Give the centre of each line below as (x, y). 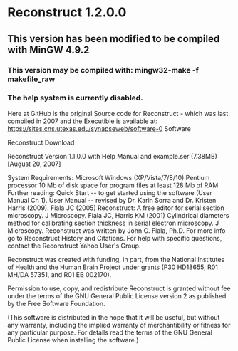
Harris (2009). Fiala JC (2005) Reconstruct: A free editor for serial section (116, 208)
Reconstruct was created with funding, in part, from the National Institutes (116, 259)
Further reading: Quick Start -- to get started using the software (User (110, 192)
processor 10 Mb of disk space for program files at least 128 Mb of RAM (113, 185)
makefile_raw (31, 79)
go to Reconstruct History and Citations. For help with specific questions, (115, 238)
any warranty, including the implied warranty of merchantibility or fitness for (119, 325)
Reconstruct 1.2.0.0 (67, 12)
